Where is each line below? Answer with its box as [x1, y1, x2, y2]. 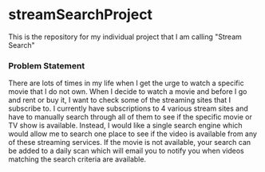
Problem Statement [8, 60, 85, 71]
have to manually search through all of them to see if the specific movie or [8, 112, 253, 122]
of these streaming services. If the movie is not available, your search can [8, 138, 251, 147]
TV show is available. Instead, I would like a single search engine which [8, 121, 243, 131]
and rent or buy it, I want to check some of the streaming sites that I [8, 96, 231, 105]
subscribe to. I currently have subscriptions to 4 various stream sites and [8, 104, 249, 113]
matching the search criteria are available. [8, 154, 146, 164]
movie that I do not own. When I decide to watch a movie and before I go [8, 87, 247, 96]
